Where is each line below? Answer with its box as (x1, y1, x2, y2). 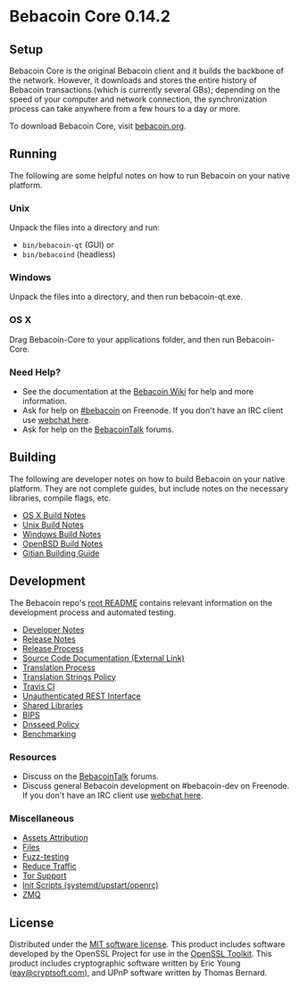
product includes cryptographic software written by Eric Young (9, 958, 241, 969)
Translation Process (21, 662, 96, 673)
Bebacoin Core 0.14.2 (9, 6, 171, 27)
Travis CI (21, 681, 55, 692)
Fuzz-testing (21, 851, 70, 862)
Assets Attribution (21, 833, 88, 843)
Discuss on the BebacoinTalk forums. (21, 770, 159, 782)
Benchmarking (21, 728, 77, 739)
